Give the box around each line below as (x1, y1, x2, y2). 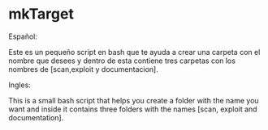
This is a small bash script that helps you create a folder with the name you (8, 95, 259, 105)
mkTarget (8, 5, 75, 23)
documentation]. (8, 112, 64, 122)
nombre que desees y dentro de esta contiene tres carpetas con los (8, 56, 236, 65)
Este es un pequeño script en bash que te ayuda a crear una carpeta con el (8, 47, 261, 57)
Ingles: (8, 80, 31, 90)
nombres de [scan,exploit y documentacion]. (8, 64, 158, 73)
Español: (8, 31, 38, 41)
